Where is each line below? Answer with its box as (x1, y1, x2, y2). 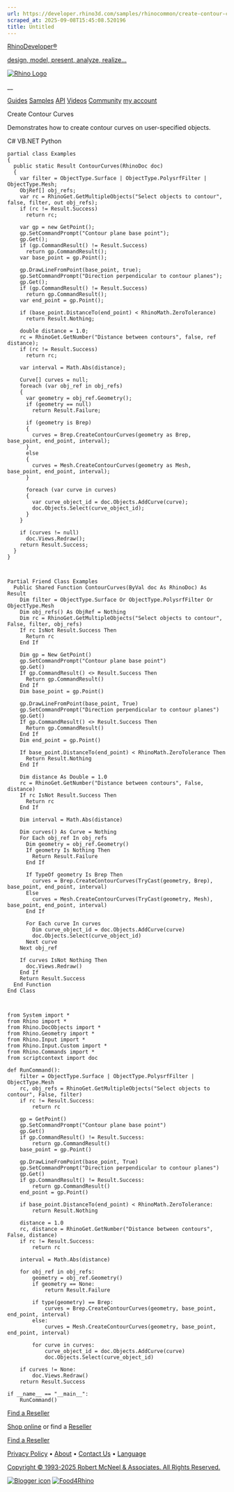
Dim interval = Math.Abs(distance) (19, 816, 123, 824)
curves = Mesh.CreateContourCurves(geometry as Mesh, (32, 462, 192, 469)
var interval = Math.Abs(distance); (19, 364, 127, 371)
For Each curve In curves (25, 920, 101, 927)
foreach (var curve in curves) (25, 487, 117, 494)
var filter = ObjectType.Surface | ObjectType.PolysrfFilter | (19, 175, 208, 182)
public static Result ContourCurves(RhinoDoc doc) (13, 163, 164, 170)
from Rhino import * (7, 1018, 68, 1025)
